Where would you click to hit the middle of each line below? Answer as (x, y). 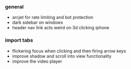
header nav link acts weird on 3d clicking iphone (61, 28)
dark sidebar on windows (37, 22)
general (14, 7)
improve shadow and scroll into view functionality (62, 56)
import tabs (19, 40)
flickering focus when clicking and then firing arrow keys (69, 51)
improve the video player (37, 61)
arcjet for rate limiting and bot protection (53, 17)
